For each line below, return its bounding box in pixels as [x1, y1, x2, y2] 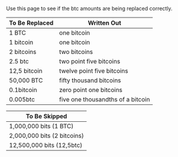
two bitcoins [59, 48, 93, 56]
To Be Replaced [9, 19, 54, 27]
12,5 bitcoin [9, 67, 43, 75]
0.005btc [9, 95, 35, 103]
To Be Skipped [25, 112, 68, 120]
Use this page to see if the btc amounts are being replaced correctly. [6, 5, 173, 12]
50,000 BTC [9, 76, 43, 84]
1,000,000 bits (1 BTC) [9, 122, 74, 130]
